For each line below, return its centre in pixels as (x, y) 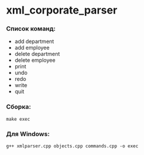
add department (34, 41)
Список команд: (31, 29)
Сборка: (19, 107)
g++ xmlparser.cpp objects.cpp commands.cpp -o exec (72, 146)
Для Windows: (28, 134)
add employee (32, 48)
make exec (18, 119)
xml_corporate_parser (62, 10)
